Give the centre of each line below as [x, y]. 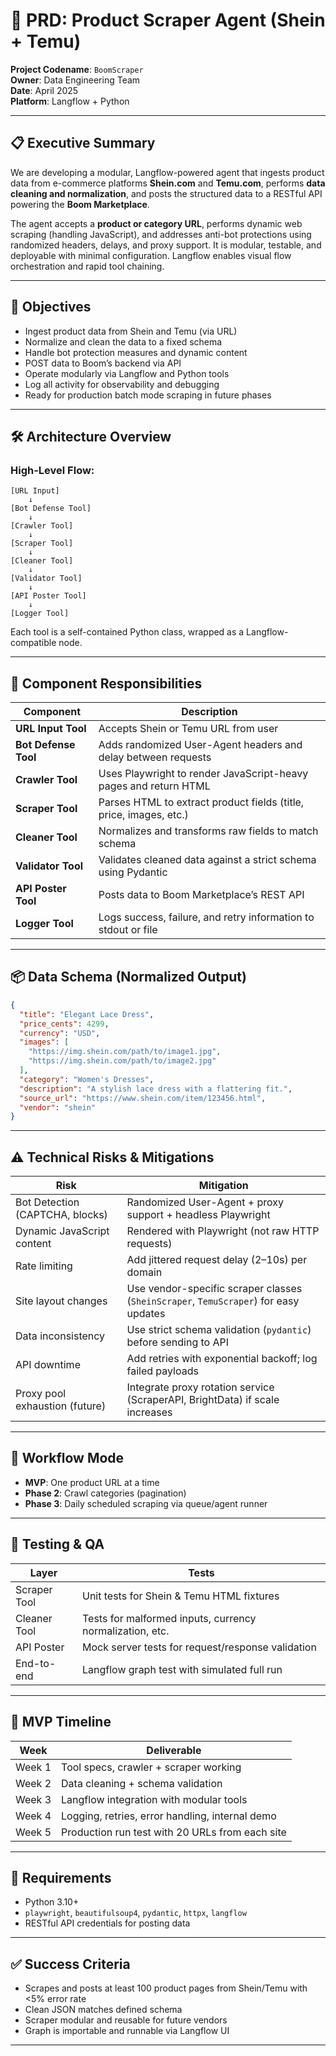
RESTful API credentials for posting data [107, 1923]
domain [144, 1272]
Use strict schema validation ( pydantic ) [219, 1330]
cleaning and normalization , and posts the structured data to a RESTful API [166, 193]
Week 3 [33, 1799]
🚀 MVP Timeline [61, 1722]
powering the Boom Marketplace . [80, 204]
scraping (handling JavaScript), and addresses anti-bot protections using [161, 234]
